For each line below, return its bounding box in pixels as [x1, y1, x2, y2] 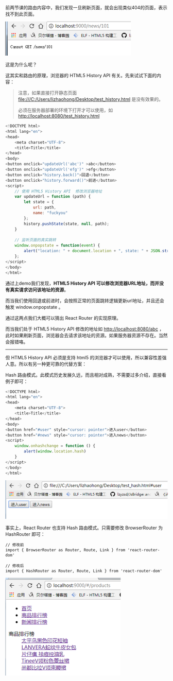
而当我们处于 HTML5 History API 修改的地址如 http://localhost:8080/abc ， [5, 326, 164, 332]
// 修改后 [5, 563, 24, 568]
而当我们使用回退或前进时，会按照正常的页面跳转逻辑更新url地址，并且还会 [5, 298, 165, 304]
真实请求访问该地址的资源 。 [9, 286, 68, 292]
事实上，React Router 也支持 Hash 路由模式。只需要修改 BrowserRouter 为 [5, 525, 163, 531]
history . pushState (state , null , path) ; [24, 221, 110, 226]
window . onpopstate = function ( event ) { [14, 243, 100, 248]
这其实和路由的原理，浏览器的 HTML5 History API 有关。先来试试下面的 [5, 73, 157, 78]
